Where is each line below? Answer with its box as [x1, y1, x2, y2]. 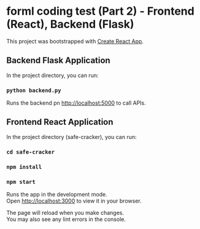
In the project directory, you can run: [6, 72, 99, 79]
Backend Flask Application [6, 55, 110, 66]
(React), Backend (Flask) [6, 17, 134, 31]
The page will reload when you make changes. [6, 209, 125, 216]
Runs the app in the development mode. [6, 191, 107, 198]
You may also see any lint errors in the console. [6, 216, 126, 223]
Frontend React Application [6, 117, 113, 127]
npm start [6, 178, 36, 185]
